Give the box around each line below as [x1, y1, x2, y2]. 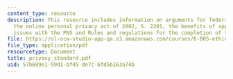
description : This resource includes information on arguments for [7, 16, 207, 23]
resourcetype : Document [7, 49, 76, 56]
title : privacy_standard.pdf [7, 55, 92, 62]
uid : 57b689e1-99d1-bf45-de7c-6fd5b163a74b [7, 61, 135, 68]
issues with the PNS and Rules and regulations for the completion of [13, 29, 222, 36]
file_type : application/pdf [7, 42, 89, 49]
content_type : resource [7, 10, 76, 17]
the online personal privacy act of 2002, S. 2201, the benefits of [13, 23, 216, 30]
